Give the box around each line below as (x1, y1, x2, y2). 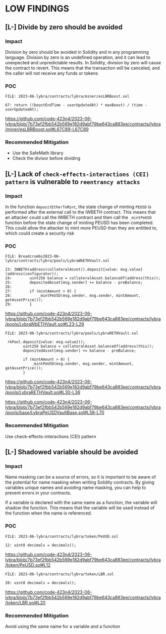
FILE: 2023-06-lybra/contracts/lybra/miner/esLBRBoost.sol (5, 94, 130, 99)
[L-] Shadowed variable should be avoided (5, 448, 138, 456)
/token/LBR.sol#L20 (5, 600, 46, 606)
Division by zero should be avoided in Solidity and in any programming (5, 49, 149, 55)
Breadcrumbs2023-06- (18, 254, 61, 259)
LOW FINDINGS (5, 3, 69, 14)
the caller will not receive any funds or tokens (5, 70, 98, 76)
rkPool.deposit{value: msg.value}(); (7, 340, 85, 345)
